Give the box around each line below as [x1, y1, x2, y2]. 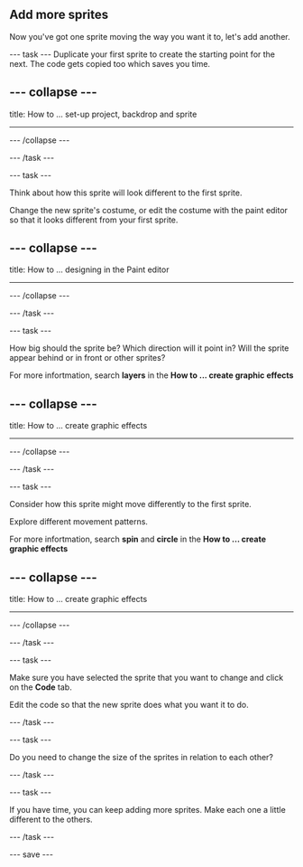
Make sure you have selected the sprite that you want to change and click [9, 673, 284, 683]
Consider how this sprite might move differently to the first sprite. [9, 499, 252, 510]
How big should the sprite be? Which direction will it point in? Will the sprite [9, 343, 289, 353]
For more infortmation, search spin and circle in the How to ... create [9, 533, 266, 545]
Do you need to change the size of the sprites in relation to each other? [9, 752, 273, 763]
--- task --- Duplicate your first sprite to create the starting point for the [9, 49, 276, 60]
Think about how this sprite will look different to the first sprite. [9, 187, 243, 198]
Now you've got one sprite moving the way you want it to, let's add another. [9, 31, 290, 42]
